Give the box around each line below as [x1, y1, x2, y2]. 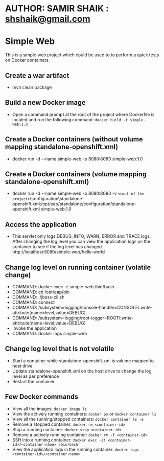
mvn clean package [12, 84, 52, 90]
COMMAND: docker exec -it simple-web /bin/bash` [12, 284, 116, 289]
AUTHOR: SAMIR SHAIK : [5, 3, 109, 14]
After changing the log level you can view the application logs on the [12, 238, 151, 245]
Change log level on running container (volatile [5, 263, 151, 272]
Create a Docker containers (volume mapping [5, 170, 147, 178]
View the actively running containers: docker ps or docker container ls [12, 411, 157, 416]
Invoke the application [12, 325, 57, 331]
